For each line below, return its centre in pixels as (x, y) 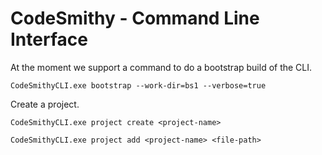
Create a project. (45, 104)
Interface (49, 39)
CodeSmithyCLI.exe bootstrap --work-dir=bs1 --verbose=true (138, 85)
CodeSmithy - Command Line (135, 18)
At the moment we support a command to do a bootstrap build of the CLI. (161, 67)
